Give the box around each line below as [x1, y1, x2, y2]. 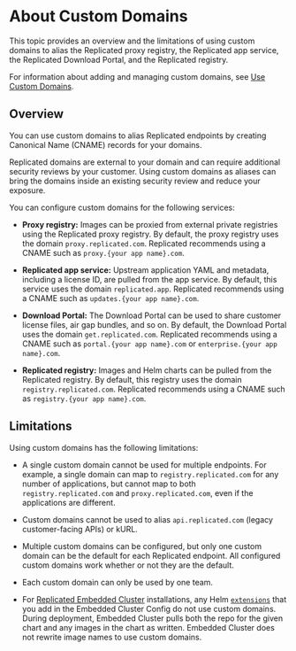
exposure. [9, 184, 46, 196]
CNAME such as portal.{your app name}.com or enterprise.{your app [21, 338, 278, 349]
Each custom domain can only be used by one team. [21, 577, 214, 587]
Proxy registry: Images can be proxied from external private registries [21, 219, 278, 229]
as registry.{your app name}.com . [21, 392, 147, 404]
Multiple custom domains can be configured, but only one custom [21, 540, 262, 551]
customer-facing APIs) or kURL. [21, 523, 139, 534]
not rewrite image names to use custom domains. [21, 632, 202, 642]
